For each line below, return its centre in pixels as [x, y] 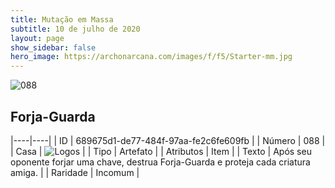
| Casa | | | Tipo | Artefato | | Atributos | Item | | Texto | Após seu [161, 151]
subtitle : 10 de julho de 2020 [75, 29]
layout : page [37, 38]
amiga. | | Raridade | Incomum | [75, 172]
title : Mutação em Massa [62, 19]
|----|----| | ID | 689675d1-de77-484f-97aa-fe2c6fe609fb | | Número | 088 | [168, 140]
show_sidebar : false [53, 47]
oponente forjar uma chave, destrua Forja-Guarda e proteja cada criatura [160, 162]
